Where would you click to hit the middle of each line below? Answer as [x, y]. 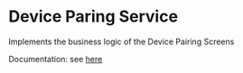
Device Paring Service [93, 17]
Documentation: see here [56, 59]
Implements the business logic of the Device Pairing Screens [121, 41]
